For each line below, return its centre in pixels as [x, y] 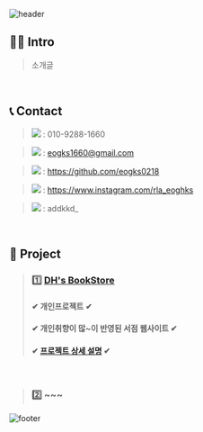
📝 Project [35, 254]
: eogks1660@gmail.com [88, 152]
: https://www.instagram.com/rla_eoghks [118, 190]
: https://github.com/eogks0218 [101, 171]
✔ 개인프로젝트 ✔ [62, 306]
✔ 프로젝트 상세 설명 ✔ [71, 350]
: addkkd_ [61, 208]
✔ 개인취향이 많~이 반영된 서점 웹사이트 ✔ [104, 328]
